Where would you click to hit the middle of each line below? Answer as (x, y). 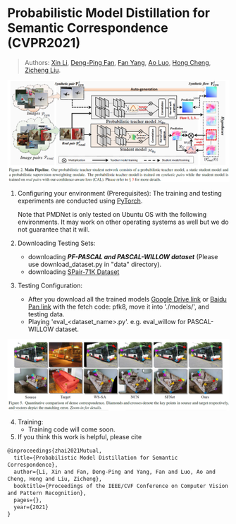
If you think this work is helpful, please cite (80, 437)
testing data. (46, 314)
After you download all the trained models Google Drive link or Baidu (127, 299)
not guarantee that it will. (54, 229)
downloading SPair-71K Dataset (74, 272)
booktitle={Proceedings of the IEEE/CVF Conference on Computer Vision (121, 486)
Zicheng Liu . (43, 70)
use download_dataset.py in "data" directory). (95, 264)
